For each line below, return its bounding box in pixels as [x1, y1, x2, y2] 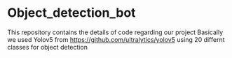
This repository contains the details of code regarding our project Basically [7, 28, 224, 36]
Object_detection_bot [7, 5, 136, 21]
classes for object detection [7, 43, 88, 51]
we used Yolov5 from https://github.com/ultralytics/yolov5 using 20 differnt [7, 35, 226, 43]
